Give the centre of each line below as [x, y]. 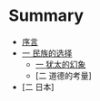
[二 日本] [38, 87]
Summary [46, 16]
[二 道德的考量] [63, 75]
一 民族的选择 [47, 53]
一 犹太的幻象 [60, 64]
